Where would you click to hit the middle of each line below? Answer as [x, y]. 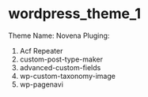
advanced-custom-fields [60, 67]
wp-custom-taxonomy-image [68, 76]
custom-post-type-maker [61, 59]
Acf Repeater [41, 50]
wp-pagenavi [41, 84]
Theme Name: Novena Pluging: [59, 35]
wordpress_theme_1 [74, 14]
